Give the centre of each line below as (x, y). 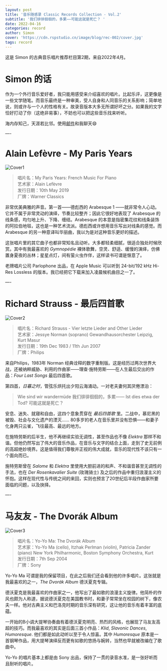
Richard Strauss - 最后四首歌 (65, 304)
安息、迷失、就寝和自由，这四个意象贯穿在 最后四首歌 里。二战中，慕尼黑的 (83, 413)
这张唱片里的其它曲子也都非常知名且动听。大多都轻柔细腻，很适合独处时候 (81, 242)
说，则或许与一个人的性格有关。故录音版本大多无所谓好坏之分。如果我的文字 (83, 106)
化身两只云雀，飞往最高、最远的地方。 (44, 426)
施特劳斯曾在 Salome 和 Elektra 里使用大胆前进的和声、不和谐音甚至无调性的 (83, 466)
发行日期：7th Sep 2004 (42, 559)
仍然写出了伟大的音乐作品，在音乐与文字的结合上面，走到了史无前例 (92, 443)
